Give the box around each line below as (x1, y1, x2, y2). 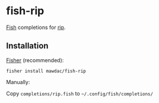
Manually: (6, 78, 30, 85)
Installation (6, 41, 49, 51)
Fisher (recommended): (6, 56, 64, 63)
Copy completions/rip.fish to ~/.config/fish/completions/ (6, 90, 153, 97)
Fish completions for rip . (6, 24, 66, 31)
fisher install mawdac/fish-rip (6, 68, 86, 74)
